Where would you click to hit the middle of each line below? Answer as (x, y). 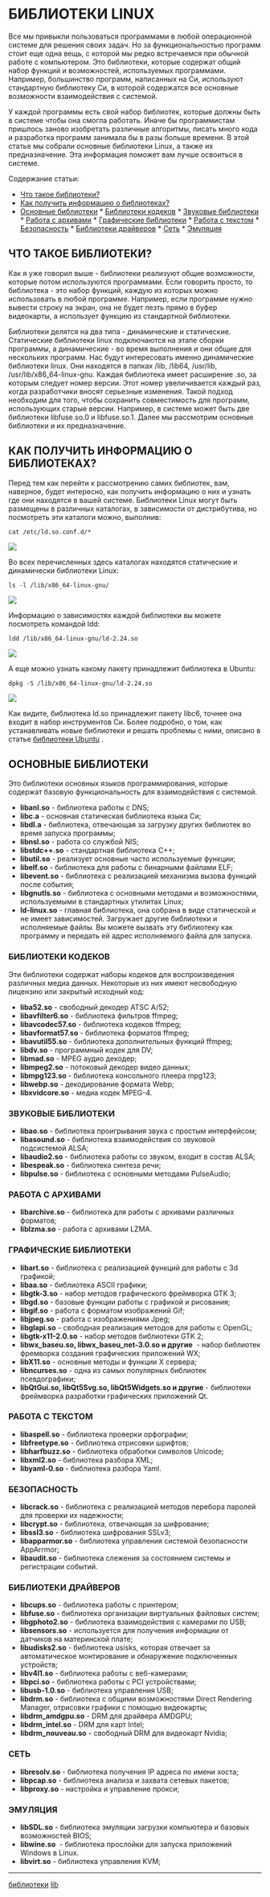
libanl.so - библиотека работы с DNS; (84, 808)
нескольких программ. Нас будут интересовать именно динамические (131, 357)
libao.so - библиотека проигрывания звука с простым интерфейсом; (138, 1131)
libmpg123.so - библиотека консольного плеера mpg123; (118, 1075)
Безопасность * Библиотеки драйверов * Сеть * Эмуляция (121, 228)
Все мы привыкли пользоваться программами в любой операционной (130, 36)
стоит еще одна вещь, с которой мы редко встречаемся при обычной (129, 53)
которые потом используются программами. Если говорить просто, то (131, 282)
